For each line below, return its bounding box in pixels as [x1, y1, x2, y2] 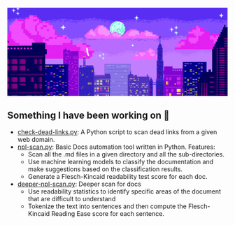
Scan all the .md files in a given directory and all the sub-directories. [27, 150, 225, 159]
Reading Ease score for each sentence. [51, 210, 164, 218]
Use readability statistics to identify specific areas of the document [27, 187, 222, 196]
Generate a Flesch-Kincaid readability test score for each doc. [27, 173, 208, 181]
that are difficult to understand [27, 195, 116, 203]
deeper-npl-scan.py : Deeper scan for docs [17, 180, 141, 189]
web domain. [17, 136, 55, 144]
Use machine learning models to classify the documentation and [27, 158, 214, 166]
